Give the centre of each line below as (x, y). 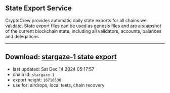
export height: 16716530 (37, 79)
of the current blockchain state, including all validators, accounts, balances (83, 31)
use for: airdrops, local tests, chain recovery (58, 85)
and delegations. (23, 36)
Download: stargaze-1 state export (61, 57)
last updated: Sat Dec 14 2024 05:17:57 (53, 69)
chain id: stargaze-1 (33, 74)
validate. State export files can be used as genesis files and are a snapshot (83, 26)
